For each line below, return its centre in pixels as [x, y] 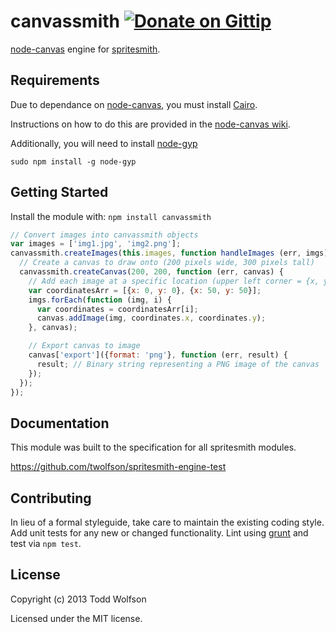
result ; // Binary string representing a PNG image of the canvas [178, 364]
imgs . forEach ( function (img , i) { [100, 300]
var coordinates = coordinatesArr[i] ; [117, 309]
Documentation [60, 423]
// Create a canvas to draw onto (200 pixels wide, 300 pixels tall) [167, 263]
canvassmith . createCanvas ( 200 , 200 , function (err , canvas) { [151, 272]
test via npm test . [46, 544]
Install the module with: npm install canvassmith [111, 216]
